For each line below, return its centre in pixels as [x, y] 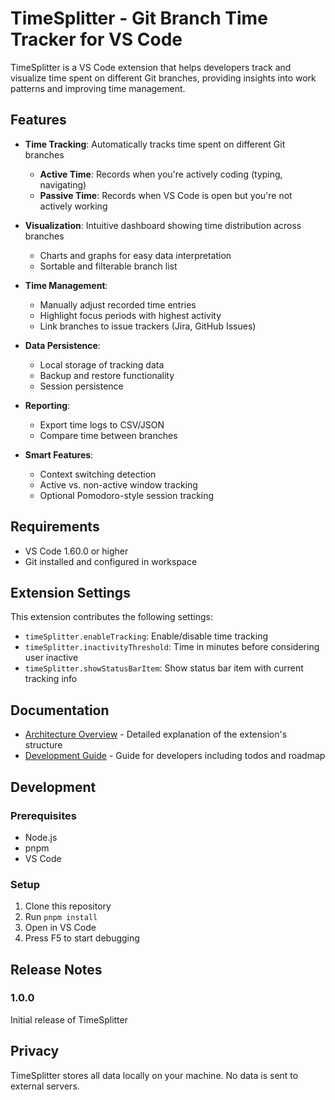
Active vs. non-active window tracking [118, 484]
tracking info [51, 679]
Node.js [41, 837]
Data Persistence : [62, 345]
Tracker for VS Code [96, 39]
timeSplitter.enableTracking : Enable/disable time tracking [146, 636]
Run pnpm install [61, 917]
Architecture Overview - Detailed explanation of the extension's [156, 734]
